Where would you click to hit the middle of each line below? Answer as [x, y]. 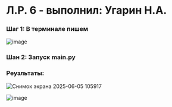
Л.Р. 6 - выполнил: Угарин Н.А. [87, 10]
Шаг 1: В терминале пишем [47, 29]
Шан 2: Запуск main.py [41, 57]
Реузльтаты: [25, 73]
